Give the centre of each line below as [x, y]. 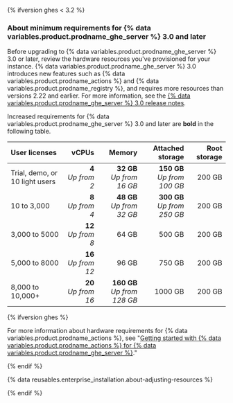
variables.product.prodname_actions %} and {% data [83, 81]
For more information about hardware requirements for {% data [98, 331]
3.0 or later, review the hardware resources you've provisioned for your [109, 59]
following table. [29, 132]
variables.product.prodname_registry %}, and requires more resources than [115, 89]
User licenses [34, 153]
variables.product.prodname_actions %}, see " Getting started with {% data [114, 338]
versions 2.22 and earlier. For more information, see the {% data [99, 96]
